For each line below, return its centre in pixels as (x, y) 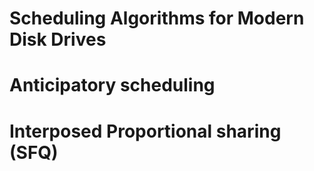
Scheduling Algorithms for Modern (157, 18)
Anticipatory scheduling (112, 85)
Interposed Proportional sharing (145, 131)
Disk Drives (58, 39)
